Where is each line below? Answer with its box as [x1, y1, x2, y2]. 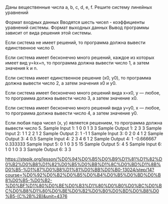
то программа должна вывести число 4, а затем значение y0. [5, 110, 138, 116]
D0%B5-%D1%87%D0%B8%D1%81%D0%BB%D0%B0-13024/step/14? [5, 167, 154, 172]
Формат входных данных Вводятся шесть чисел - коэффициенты [5, 19, 145, 25]
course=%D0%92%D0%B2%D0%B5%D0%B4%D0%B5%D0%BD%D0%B [5, 172, 161, 178]
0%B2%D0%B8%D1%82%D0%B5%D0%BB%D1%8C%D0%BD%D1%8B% [5, 161, 161, 167]
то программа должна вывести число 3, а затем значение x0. [5, 95, 138, 101]
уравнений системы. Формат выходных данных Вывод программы [5, 24, 149, 30]
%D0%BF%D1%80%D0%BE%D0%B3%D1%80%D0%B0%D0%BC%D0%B [5, 182, 162, 188]
